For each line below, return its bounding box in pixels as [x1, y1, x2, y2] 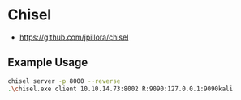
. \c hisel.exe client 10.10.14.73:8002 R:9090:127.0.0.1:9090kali [7, 85, 233, 93]
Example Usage [7, 56, 88, 69]
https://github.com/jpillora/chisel [19, 32, 129, 42]
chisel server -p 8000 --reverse [7, 77, 121, 85]
